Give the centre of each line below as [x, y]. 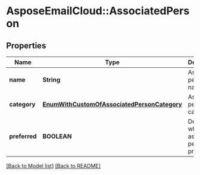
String [51, 80]
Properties [26, 46]
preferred [23, 136]
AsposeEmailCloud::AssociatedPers [98, 11]
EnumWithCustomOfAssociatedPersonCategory [112, 104]
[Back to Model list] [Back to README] [54, 166]
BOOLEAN [57, 136]
